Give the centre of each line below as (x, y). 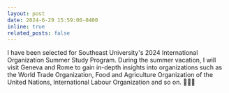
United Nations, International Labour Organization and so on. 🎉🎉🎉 (101, 82)
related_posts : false (39, 33)
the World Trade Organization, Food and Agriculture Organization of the (110, 75)
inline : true (26, 26)
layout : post (26, 14)
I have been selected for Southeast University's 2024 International (103, 53)
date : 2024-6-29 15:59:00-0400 (53, 20)
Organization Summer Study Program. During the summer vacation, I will (112, 60)
